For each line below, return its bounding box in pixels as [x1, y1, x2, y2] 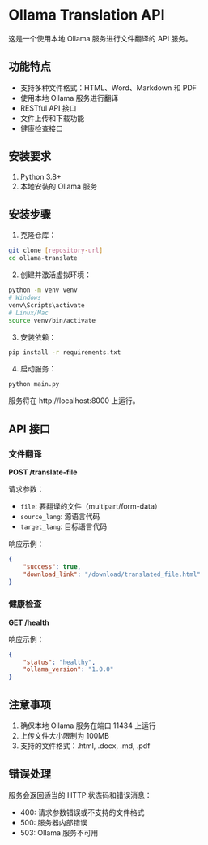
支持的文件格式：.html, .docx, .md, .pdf [19, 741, 151, 751]
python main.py [8, 380, 60, 388]
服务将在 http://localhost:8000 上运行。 [8, 396, 140, 405]
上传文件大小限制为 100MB [19, 731, 109, 741]
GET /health [8, 617, 50, 627]
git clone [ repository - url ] [8, 246, 104, 255]
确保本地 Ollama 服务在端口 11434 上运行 [19, 721, 156, 730]
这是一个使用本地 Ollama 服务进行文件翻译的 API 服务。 [8, 33, 193, 43]
